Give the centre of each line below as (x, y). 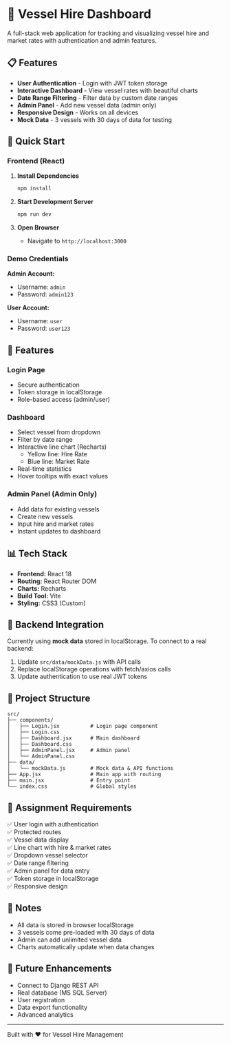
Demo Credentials (38, 259)
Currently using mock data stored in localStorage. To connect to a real (107, 641)
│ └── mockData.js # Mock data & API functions (90, 769)
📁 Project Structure (49, 698)
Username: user (40, 321)
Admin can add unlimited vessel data (69, 940)
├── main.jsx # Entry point (69, 781)
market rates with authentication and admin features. (82, 40)
